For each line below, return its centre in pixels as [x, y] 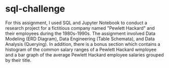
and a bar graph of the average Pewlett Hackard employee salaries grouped [84, 55]
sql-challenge [35, 9]
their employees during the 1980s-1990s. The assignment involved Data [80, 33]
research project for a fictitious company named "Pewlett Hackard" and [80, 28]
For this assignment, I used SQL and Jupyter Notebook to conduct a [76, 23]
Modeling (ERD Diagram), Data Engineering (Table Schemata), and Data [80, 39]
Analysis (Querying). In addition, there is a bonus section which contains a [83, 44]
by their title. [18, 60]
